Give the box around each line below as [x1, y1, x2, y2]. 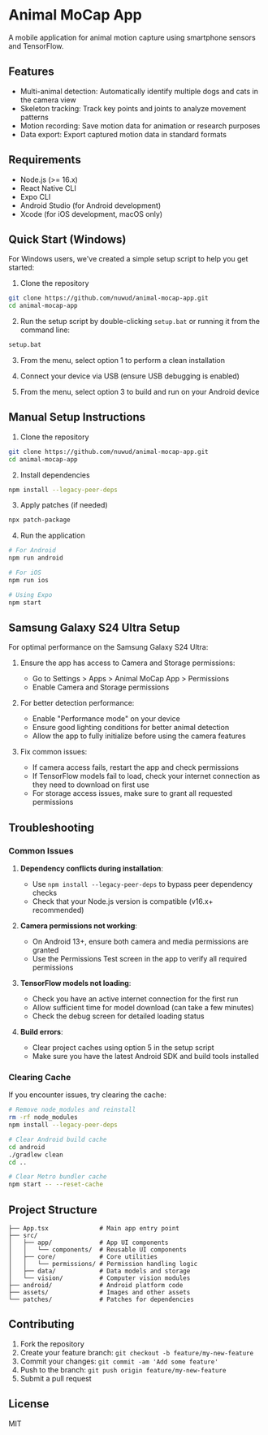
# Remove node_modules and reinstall [8, 1106, 136, 1114]
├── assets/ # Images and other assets [8, 1289, 191, 1297]
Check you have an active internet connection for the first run [32, 994, 239, 1004]
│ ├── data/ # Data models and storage [8, 1267, 191, 1276]
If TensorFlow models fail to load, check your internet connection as [32, 772, 261, 781]
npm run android [8, 554, 63, 562]
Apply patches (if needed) [19, 500, 108, 510]
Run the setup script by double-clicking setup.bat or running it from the [19, 317, 261, 326]
